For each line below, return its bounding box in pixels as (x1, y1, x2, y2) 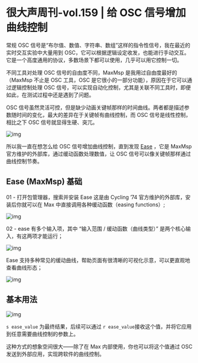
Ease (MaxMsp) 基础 (6, 177, 83, 187)
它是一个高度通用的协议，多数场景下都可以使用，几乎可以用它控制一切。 (6, 56, 182, 63)
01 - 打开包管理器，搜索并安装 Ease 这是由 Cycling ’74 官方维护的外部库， (6, 193, 186, 200)
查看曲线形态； (6, 264, 43, 271)
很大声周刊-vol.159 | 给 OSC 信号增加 (6, 6, 186, 20)
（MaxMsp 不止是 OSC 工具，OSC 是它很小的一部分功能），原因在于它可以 (6, 76, 187, 84)
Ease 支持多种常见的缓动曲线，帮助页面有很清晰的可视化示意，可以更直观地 (6, 256, 190, 263)
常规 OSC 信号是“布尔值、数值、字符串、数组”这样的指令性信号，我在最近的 (6, 42, 191, 49)
